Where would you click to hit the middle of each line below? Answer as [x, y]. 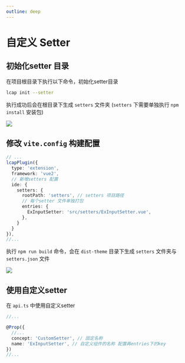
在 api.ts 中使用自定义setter [41, 306]
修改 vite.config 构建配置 [53, 143]
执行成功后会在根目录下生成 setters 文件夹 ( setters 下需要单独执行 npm [92, 104]
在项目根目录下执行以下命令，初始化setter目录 [62, 81]
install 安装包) [25, 112]
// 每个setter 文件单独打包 [52, 201]
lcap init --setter [30, 93]
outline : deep [24, 11]
